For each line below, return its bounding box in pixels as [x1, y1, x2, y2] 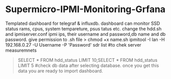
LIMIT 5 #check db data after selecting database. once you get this [17, 62, 159, 68]
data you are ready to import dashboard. [17, 67, 103, 74]
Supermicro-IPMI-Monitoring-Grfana [5, 4, 166, 15]
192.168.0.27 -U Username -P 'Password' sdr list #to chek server [5, 42, 141, 48]
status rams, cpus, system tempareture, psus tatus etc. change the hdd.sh [5, 25, 162, 31]
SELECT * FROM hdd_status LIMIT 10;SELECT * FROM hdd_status [17, 57, 158, 63]
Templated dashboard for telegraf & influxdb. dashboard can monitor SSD [5, 20, 160, 26]
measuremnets [5, 47, 37, 53]
